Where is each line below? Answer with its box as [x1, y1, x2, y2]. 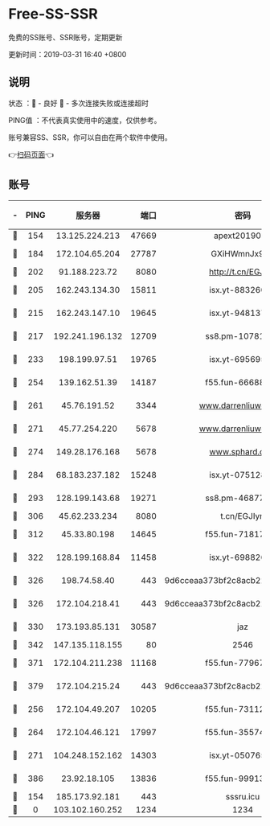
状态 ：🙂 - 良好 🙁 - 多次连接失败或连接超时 [8, 98, 149, 108]
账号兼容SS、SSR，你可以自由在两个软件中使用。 [8, 132, 172, 142]
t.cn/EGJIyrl [220, 510, 265, 521]
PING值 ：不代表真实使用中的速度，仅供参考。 [8, 115, 162, 125]
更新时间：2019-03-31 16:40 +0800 [8, 49, 127, 59]
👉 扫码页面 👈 [8, 150, 55, 159]
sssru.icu [225, 791, 260, 802]
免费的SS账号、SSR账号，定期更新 [8, 32, 123, 42]
